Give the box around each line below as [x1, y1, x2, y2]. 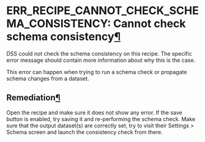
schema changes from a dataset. [6, 75, 90, 82]
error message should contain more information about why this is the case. [6, 56, 196, 64]
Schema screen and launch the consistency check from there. [6, 128, 163, 135]
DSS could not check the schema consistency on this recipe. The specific [6, 50, 192, 57]
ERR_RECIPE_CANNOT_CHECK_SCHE [6, 4, 199, 18]
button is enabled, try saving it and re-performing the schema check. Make [6, 115, 196, 122]
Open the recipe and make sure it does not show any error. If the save [6, 108, 182, 116]
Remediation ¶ [6, 92, 61, 103]
